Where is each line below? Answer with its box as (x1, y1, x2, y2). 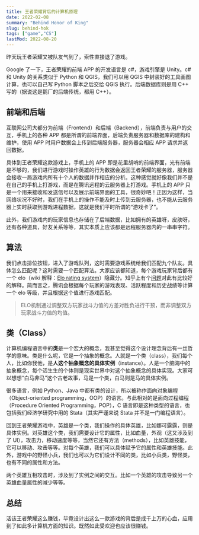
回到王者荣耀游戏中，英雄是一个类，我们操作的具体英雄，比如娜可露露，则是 (6, 422, 193, 429)
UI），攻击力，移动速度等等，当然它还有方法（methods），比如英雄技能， (12, 437, 190, 444)
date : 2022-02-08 (6, 14, 49, 20)
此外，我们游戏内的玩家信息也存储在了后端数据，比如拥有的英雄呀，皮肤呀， (6, 216, 193, 223)
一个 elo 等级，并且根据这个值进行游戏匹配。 (6, 289, 115, 296)
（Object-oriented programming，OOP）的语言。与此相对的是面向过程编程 (6, 394, 190, 402)
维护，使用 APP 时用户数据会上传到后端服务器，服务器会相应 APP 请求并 (6, 139, 183, 146)
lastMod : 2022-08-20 (6, 36, 57, 42)
